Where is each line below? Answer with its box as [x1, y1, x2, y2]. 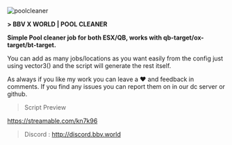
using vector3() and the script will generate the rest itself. [7, 62, 172, 69]
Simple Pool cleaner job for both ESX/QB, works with [7, 33, 162, 42]
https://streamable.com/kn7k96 [7, 117, 98, 125]
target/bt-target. [7, 41, 57, 49]
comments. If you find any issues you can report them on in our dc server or [7, 83, 226, 90]
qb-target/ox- [163, 33, 204, 42]
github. [7, 90, 28, 98]
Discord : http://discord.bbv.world [24, 130, 122, 138]
